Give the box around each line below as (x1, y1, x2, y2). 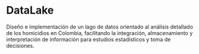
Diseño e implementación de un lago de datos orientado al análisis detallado (6, 23, 194, 30)
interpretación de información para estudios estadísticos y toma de (6, 36, 171, 43)
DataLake (6, 4, 54, 17)
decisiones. (6, 42, 35, 49)
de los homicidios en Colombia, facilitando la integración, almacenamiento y (6, 29, 193, 36)
